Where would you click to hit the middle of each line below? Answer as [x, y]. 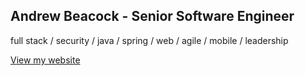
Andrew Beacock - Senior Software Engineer [152, 16]
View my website [45, 60]
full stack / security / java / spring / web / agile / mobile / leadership [149, 40]
